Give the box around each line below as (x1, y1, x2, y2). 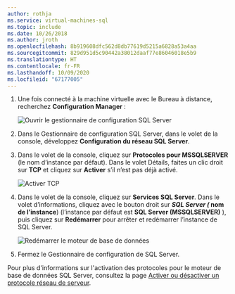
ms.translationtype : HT (7, 56, 77, 63)
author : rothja (7, 10, 52, 18)
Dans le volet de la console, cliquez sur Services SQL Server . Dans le (17, 193, 220, 201)
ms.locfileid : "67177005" (7, 75, 83, 83)
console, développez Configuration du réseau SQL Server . (17, 137, 190, 146)
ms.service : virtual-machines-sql (7, 17, 109, 24)
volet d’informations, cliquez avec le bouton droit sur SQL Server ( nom (17, 200, 224, 209)
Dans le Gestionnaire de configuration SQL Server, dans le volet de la (17, 129, 218, 138)
